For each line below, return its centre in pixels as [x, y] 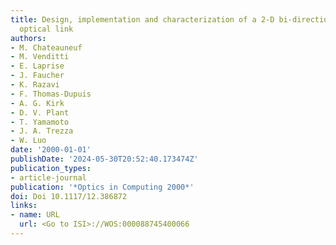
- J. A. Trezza [42, 131]
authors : [28, 38]
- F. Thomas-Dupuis [51, 94]
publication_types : [51, 168]
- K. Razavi [35, 85]
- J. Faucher [37, 76]
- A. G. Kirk [37, 103]
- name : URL [35, 215]
